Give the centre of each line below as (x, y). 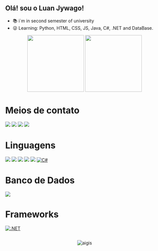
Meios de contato (42, 110)
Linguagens (30, 145)
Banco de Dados (40, 180)
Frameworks (32, 214)
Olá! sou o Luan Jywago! (45, 8)
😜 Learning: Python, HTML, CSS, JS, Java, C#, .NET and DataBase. (83, 28)
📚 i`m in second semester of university (53, 21)
